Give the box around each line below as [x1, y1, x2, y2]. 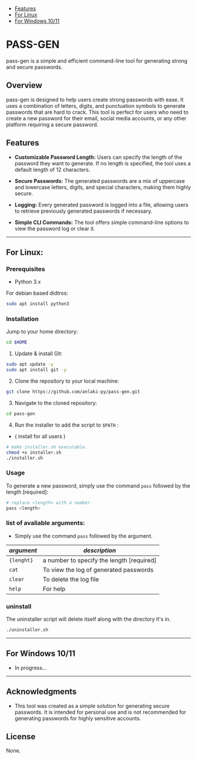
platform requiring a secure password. [6, 121, 98, 128]
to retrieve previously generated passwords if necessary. [14, 207, 152, 215]
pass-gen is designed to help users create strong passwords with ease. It [6, 96, 184, 103]
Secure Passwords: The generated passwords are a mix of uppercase [14, 177, 185, 184]
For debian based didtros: [6, 290, 69, 297]
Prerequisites [6, 265, 45, 273]
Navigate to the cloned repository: [14, 399, 97, 406]
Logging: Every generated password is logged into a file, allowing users [14, 201, 189, 208]
